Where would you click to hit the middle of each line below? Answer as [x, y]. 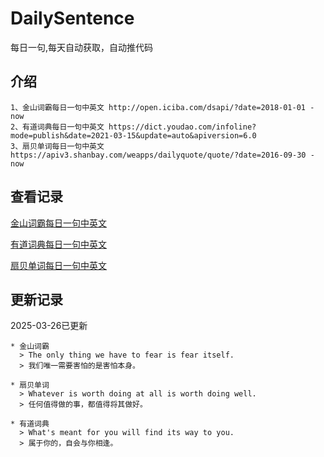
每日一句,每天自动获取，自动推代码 [82, 47]
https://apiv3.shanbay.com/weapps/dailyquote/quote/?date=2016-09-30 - [162, 155]
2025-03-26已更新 [49, 326]
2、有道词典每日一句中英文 [57, 127]
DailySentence [72, 18]
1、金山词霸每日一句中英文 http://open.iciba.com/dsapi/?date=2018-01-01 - [162, 107]
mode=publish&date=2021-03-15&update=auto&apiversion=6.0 [133, 135]
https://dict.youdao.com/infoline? [182, 127]
